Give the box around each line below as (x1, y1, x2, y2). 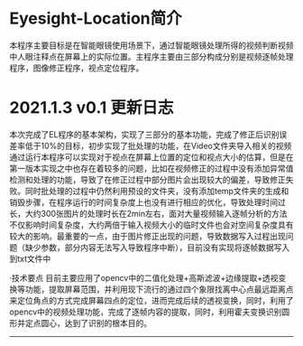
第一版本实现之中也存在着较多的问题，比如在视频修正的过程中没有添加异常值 (9, 163, 294, 173)
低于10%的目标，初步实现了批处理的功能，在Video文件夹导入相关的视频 (24, 140, 292, 151)
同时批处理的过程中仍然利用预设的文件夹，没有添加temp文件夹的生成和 (24, 185, 289, 196)
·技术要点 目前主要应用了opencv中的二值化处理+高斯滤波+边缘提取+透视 (9, 272, 279, 283)
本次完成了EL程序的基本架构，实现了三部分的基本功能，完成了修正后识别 (9, 128, 280, 140)
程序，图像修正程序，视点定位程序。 (9, 62, 144, 73)
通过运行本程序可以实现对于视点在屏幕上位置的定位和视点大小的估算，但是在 (9, 151, 294, 163)
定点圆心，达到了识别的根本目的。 (24, 317, 151, 328)
